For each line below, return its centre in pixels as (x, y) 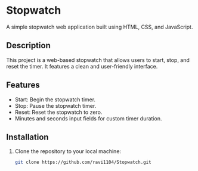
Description (28, 46)
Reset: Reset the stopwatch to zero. (58, 112)
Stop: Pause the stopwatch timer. (55, 105)
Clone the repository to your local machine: (68, 151)
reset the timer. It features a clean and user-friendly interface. (82, 66)
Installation (27, 137)
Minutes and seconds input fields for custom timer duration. (88, 118)
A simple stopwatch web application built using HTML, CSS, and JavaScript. (100, 27)
